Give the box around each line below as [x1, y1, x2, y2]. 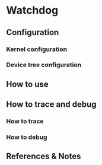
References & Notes [6, 151, 81, 161]
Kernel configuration [6, 45, 67, 53]
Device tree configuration [6, 61, 82, 69]
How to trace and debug [6, 99, 97, 110]
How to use [6, 79, 49, 89]
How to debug [6, 133, 47, 141]
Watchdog [6, 4, 59, 17]
